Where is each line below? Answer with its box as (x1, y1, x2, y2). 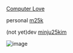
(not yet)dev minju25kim (6, 28, 67, 36)
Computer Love (6, 5, 45, 12)
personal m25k (6, 17, 44, 23)
